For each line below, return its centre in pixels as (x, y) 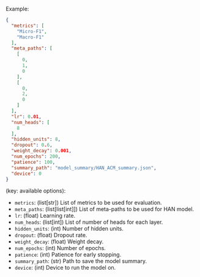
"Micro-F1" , (32, 31)
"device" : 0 (27, 174)
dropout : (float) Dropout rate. (51, 235)
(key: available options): (36, 191)
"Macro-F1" (31, 37)
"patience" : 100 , (33, 162)
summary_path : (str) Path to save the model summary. (81, 261)
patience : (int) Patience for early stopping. (68, 255)
